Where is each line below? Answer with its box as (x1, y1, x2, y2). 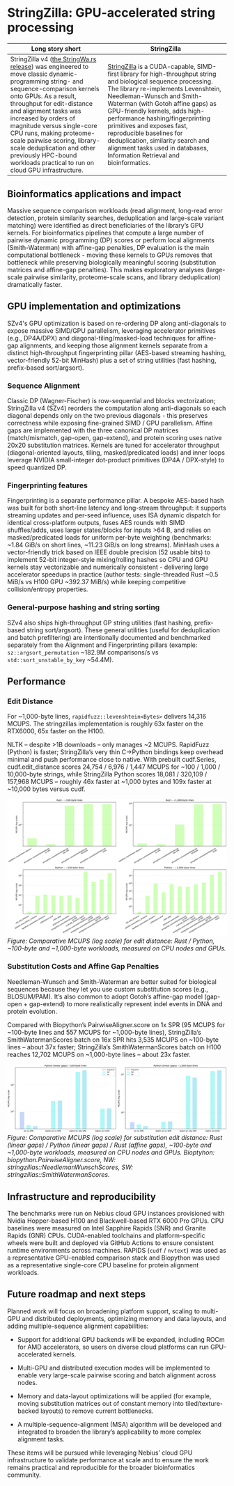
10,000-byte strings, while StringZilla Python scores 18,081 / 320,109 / (7, 770, 208, 779)
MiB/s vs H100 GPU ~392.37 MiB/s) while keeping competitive (7, 578, 187, 586)
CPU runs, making (10, 129, 63, 137)
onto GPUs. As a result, (10, 92, 77, 100)
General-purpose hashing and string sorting (7, 602, 160, 612)
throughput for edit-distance (10, 99, 93, 107)
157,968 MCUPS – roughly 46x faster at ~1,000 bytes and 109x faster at (7, 778, 212, 786)
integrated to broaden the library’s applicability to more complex (17, 1428, 202, 1436)
